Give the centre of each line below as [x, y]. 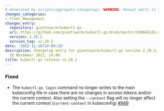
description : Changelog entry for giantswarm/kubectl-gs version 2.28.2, [82, 50]
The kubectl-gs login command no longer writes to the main [73, 87]
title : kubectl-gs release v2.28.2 [41, 60]
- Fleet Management [25, 19]
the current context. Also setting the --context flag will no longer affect [84, 98]
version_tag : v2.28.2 [31, 42]
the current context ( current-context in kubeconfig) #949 [70, 103]
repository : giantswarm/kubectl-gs [46, 28]
